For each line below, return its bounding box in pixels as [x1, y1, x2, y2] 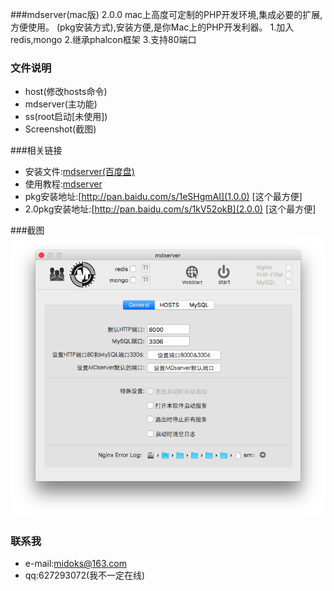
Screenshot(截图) [24, 123, 97, 135]
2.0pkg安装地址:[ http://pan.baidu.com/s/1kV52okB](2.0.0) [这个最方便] [24, 203, 317, 215]
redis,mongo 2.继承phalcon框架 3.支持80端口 [10, 34, 197, 45]
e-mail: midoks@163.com [24, 558, 127, 570]
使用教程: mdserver [24, 178, 103, 190]
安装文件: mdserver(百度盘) [24, 166, 135, 178]
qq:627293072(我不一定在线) [24, 569, 146, 582]
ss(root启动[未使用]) [24, 111, 108, 123]
